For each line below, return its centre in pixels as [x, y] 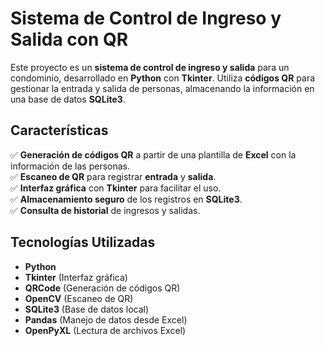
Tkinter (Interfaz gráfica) [76, 277]
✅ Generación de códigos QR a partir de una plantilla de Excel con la [153, 154]
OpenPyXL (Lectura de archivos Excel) [105, 330]
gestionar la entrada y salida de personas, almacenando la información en [162, 88]
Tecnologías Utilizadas [83, 242]
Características [59, 130]
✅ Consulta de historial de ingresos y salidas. [105, 210]
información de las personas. [70, 166]
